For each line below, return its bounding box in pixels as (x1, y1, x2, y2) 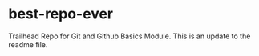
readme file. (8, 39, 48, 49)
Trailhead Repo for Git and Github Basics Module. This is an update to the (8, 31, 251, 41)
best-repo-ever (8, 5, 114, 23)
